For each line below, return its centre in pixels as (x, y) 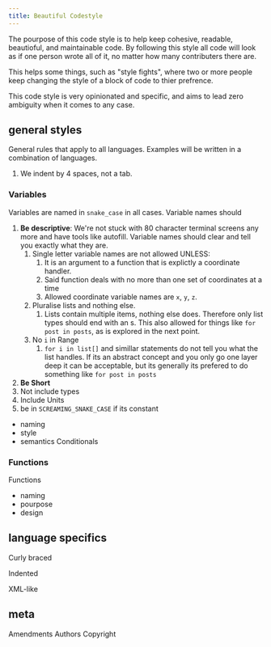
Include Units (42, 400)
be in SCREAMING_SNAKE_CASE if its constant (89, 408)
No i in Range (55, 340)
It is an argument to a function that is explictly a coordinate (142, 262)
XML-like (23, 589)
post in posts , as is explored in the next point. (122, 331)
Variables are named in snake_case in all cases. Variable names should (125, 212)
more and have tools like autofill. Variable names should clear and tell (135, 236)
